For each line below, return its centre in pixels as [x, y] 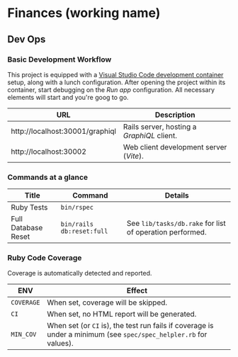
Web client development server [175, 147]
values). [61, 344]
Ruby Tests [29, 208]
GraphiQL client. [150, 135]
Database [27, 228]
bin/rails [77, 224]
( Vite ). [133, 156]
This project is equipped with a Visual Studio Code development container [115, 74]
